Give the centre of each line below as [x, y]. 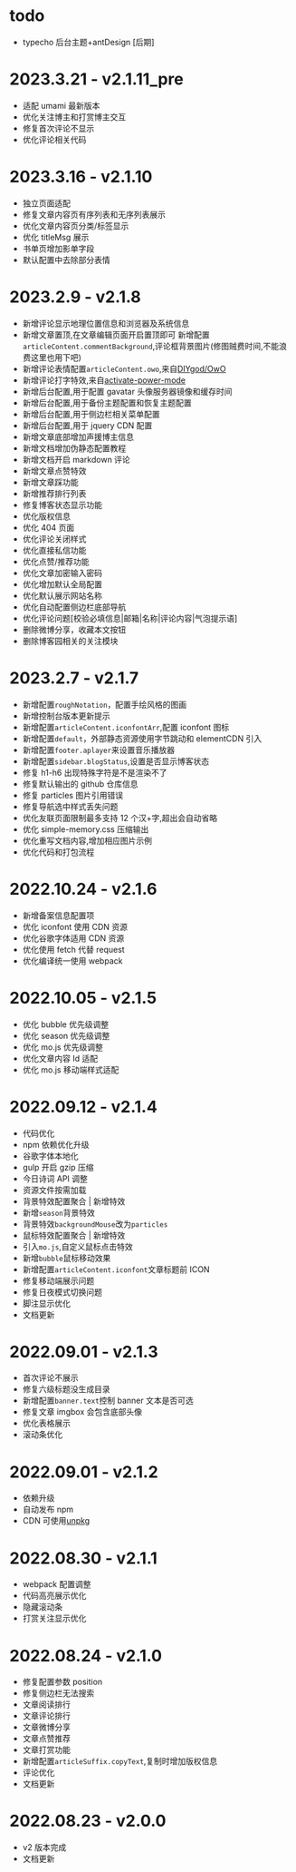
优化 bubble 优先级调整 [66, 1024]
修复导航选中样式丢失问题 [70, 806]
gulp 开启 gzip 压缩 [58, 1167]
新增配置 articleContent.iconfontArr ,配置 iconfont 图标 [125, 727]
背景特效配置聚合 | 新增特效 [74, 1201]
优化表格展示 [46, 1423]
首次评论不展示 [50, 1378]
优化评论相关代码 [54, 139]
